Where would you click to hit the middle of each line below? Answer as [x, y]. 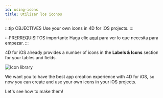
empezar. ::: [17, 43]
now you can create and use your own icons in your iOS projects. [71, 82]
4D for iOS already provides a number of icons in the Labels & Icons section [82, 52]
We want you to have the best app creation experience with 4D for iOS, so [80, 76]
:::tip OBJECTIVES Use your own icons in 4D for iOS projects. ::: [69, 28]
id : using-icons [22, 10]
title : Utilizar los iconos [34, 14]
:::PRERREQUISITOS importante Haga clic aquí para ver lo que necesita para [82, 38]
